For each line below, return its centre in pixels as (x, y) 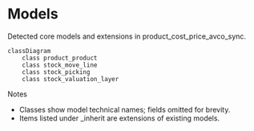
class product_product (60, 58)
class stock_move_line (60, 65)
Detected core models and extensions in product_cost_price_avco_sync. (127, 36)
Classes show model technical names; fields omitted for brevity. (125, 109)
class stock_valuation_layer (71, 79)
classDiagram (29, 51)
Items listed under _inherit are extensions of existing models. (119, 118)
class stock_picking (56, 72)
